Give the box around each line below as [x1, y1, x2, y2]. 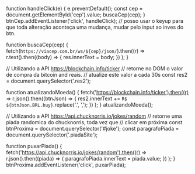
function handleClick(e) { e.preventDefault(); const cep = [6, 5, 143, 12]
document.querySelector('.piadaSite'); [6, 131, 98, 138]
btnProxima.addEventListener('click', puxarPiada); [6, 161, 127, 168]
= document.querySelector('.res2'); [6, 77, 91, 84]
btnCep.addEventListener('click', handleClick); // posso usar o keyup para [6, 18, 184, 24]
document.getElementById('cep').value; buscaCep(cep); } [6, 11, 146, 18]
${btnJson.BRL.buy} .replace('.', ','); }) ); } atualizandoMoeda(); [6, 101, 153, 108]
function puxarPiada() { [6, 143, 62, 149]
